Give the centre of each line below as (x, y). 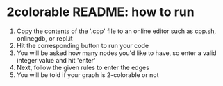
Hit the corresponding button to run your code (83, 45)
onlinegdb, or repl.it (45, 38)
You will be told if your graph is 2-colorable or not (88, 75)
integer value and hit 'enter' (56, 60)
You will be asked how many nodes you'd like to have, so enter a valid (116, 53)
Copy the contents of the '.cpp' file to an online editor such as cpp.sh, (116, 31)
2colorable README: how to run (101, 12)
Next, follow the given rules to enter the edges (83, 67)
